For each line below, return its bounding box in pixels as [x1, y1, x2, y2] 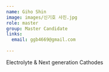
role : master [6, 20, 39, 26]
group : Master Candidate [6, 25, 68, 32]
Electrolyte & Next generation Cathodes [6, 58, 104, 66]
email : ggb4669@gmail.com [11, 37, 76, 43]
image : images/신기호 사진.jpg [6, 14, 77, 20]
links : [6, 31, 23, 37]
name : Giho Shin [6, 8, 46, 15]
